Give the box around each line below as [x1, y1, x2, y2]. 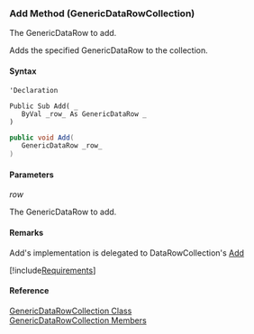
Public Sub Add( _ [9, 102, 78, 111]
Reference [9, 285, 50, 296]
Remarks [9, 227, 44, 238]
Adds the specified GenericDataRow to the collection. [9, 45, 209, 56]
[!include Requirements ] [9, 265, 96, 275]
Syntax [9, 66, 37, 77]
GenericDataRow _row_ [21, 141, 103, 150]
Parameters [9, 169, 54, 180]
